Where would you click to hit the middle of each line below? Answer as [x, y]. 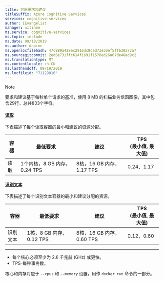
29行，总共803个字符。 [33, 103]
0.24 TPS [31, 170]
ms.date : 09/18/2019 [26, 41]
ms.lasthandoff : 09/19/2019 [34, 69]
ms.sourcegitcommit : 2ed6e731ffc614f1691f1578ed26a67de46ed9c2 [71, 55]
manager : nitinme [23, 28]
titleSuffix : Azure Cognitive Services [46, 14]
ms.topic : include [24, 37]
